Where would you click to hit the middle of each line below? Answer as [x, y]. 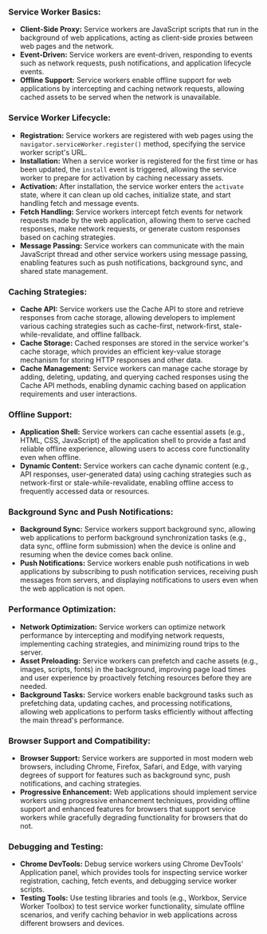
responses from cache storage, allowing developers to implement [128, 317]
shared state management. [64, 271]
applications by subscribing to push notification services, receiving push [139, 572]
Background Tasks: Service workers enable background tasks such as [136, 695]
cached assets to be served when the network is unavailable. [120, 97]
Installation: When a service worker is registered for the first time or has [139, 160]
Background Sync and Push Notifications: [91, 512]
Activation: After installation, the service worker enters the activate [132, 186]
